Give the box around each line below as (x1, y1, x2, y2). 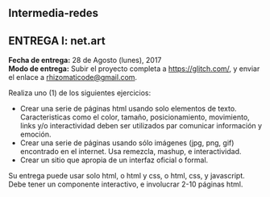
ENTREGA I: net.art (8, 34, 106, 48)
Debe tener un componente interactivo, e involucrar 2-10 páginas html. (8, 179, 243, 189)
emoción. (19, 129, 52, 140)
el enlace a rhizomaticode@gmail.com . (8, 73, 138, 82)
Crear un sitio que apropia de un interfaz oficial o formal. (19, 155, 209, 165)
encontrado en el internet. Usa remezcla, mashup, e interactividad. (19, 147, 242, 157)
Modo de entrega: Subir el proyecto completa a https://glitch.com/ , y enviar (8, 64, 260, 73)
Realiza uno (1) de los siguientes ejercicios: (8, 88, 152, 98)
